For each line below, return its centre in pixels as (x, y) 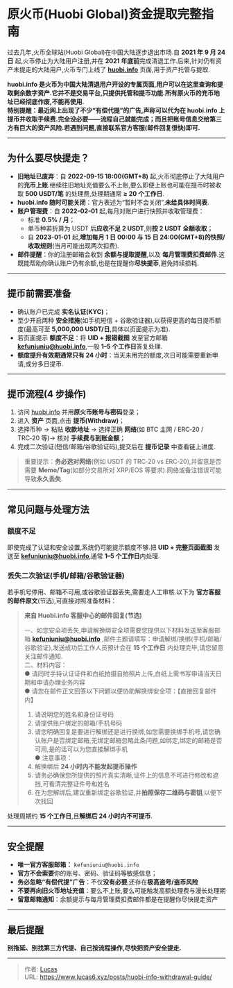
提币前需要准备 (39, 293)
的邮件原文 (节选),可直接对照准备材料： (62, 601)
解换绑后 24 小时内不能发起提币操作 (86, 767)
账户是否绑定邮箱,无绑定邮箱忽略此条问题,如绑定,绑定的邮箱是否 (131, 741)
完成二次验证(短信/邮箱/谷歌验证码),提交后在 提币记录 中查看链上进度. (116, 447)
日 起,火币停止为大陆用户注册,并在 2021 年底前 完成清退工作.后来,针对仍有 (112, 60)
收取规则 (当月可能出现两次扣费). (73, 245)
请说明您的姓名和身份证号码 (74, 714)
